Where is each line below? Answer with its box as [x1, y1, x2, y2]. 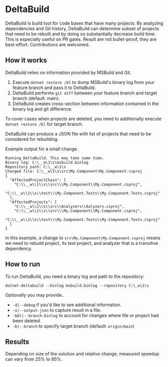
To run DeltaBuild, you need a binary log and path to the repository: [5, 273, 144, 280]
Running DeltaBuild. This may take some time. [5, 155, 104, 160]
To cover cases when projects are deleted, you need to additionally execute [5, 116, 161, 122]
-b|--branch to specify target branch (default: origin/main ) [12, 323, 134, 329]
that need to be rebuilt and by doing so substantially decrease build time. [5, 31, 156, 37]
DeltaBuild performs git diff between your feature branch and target [12, 89, 157, 96]
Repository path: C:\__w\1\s [5, 164, 66, 169]
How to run [5, 260, 41, 268]
